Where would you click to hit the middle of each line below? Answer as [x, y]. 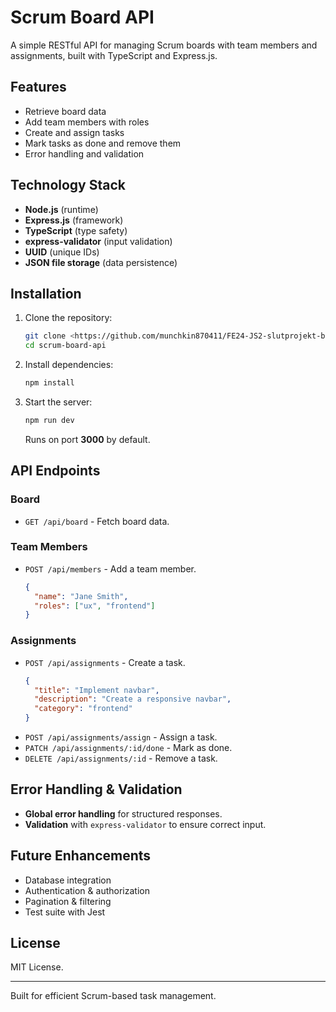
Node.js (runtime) [61, 209]
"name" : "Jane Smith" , [81, 596]
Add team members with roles [87, 122]
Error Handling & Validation [96, 789]
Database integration [68, 880]
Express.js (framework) [74, 220]
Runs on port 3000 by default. [87, 439]
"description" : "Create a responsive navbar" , [133, 699]
